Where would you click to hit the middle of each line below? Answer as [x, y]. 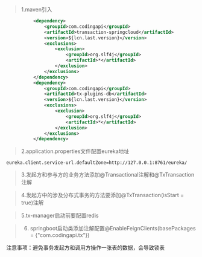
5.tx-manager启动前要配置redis [60, 216]
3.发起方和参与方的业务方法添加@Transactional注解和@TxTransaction [108, 175]
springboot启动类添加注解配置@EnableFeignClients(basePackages [113, 229]
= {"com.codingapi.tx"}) [60, 235]
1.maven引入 [36, 9]
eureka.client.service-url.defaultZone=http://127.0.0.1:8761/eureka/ [97, 163]
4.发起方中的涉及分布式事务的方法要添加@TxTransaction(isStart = [103, 195]
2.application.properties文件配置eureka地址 [75, 151]
